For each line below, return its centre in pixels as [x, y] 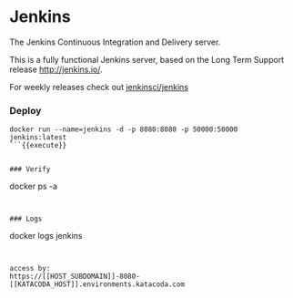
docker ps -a [33, 186]
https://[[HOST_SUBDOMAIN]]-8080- [75, 277]
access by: [30, 269]
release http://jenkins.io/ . [56, 69]
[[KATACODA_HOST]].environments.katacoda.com [97, 284]
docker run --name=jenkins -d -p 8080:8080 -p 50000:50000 [124, 129]
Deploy [25, 110]
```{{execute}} [38, 146]
